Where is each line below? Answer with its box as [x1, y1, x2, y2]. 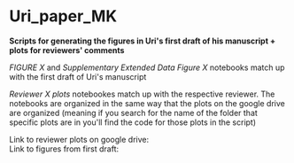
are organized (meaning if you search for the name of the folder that [9, 107, 259, 118]
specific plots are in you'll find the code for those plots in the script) [9, 117, 257, 128]
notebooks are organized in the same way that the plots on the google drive [9, 97, 285, 108]
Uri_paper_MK [9, 6, 118, 27]
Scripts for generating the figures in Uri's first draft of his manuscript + [9, 35, 276, 46]
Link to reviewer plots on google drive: [9, 134, 149, 144]
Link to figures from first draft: [9, 144, 120, 154]
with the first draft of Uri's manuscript [9, 71, 147, 81]
